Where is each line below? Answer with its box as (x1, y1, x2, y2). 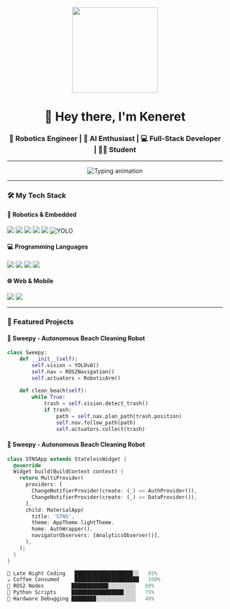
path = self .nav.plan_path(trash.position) (55, 412, 183, 420)
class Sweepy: (7, 349, 48, 356)
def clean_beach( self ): (19, 387, 88, 395)
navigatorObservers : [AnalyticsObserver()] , (31, 532, 161, 539)
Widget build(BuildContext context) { (13, 469, 125, 475)
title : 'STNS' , (31, 513, 75, 520)
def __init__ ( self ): (19, 356, 78, 362)
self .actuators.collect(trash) (55, 425, 146, 432)
